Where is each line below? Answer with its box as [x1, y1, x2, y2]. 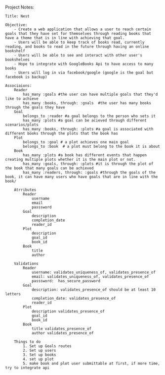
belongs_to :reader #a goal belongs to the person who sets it [23, 114, 156, 119]
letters [5, 292, 21, 297]
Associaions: [5, 83, 32, 88]
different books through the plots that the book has [5, 131, 119, 136]
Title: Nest [5, 14, 30, 19]
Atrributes [14, 187, 37, 192]
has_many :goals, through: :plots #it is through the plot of [23, 161, 154, 166]
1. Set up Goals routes [23, 344, 72, 349]
